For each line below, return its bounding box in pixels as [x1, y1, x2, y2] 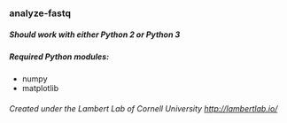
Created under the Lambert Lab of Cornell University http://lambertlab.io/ [9, 103, 278, 113]
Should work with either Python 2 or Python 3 [9, 29, 181, 40]
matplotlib [21, 83, 59, 94]
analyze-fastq [9, 7, 72, 19]
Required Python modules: [9, 51, 110, 62]
